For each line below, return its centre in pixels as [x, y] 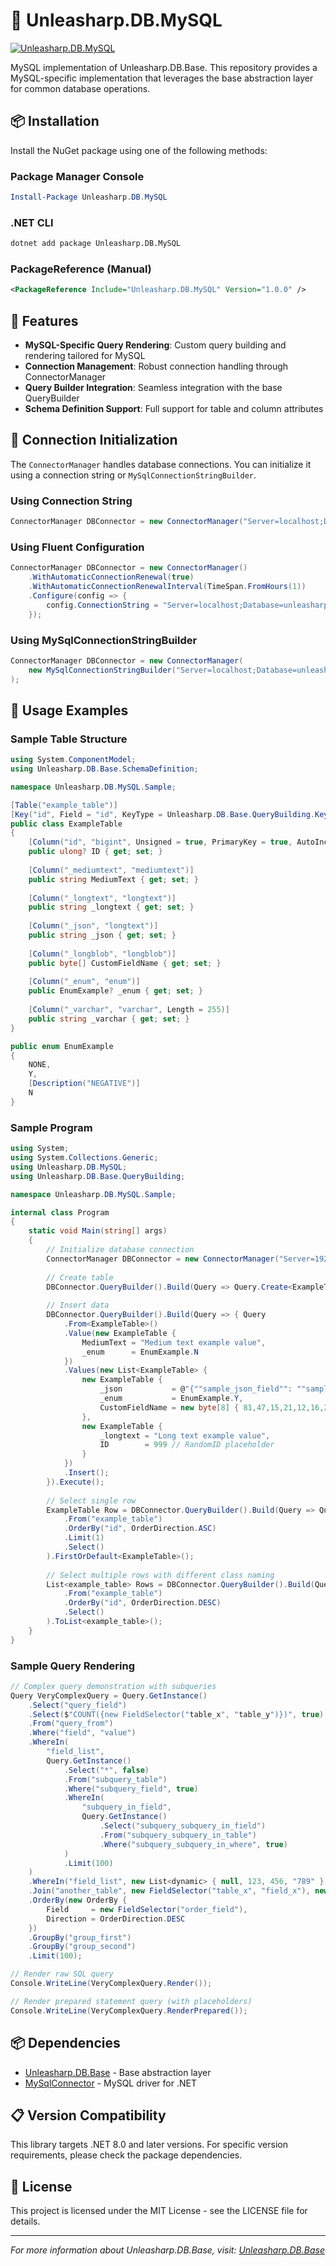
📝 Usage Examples [69, 710]
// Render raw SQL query [62, 1974]
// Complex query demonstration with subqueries [113, 1686]
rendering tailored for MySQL [85, 356]
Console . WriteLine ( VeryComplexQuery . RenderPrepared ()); [129, 2010]
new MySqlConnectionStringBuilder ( [102, 670]
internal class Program [60, 1212]
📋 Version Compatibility [88, 2115]
